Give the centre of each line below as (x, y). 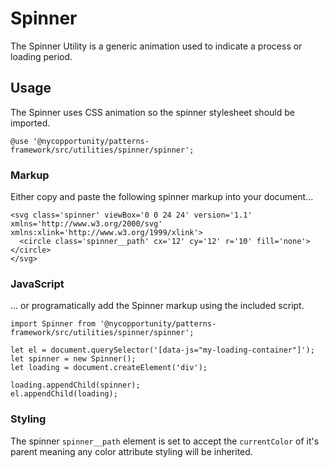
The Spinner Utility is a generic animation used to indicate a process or (156, 46)
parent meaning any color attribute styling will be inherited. (131, 451)
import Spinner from (53, 324)
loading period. (41, 56)
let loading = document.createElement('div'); (109, 368)
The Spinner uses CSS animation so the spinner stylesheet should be (152, 112)
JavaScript (37, 284)
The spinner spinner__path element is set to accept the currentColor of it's (165, 441)
